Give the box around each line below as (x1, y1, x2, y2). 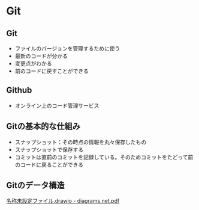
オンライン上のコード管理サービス (14, 102, 99, 109)
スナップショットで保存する (14, 146, 84, 153)
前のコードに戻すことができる (14, 67, 89, 75)
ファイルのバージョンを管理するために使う (14, 45, 120, 52)
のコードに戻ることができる (14, 161, 84, 168)
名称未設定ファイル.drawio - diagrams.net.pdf (6, 197, 120, 205)
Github (6, 85, 32, 96)
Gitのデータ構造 (6, 181, 65, 191)
